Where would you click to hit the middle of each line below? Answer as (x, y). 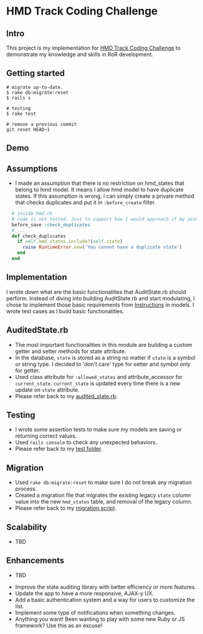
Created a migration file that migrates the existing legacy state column (103, 495)
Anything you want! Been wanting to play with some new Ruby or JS (100, 619)
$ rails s (19, 98)
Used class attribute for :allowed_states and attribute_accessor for (99, 377)
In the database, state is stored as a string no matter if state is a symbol (105, 357)
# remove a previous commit (42, 124)
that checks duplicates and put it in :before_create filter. (85, 202)
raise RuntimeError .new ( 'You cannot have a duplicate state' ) (102, 247)
